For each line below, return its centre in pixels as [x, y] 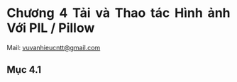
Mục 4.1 [24, 70]
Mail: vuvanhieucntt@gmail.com [54, 47]
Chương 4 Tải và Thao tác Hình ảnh [118, 13]
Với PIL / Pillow [51, 28]
